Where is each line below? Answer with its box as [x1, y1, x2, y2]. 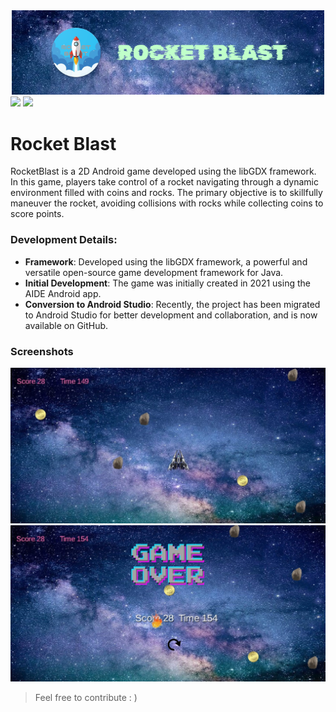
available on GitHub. [24, 319, 109, 331]
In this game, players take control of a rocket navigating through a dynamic [10, 176, 320, 188]
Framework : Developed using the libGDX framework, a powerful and [24, 255, 308, 268]
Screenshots [10, 344, 74, 358]
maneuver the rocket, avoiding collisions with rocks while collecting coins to [10, 197, 324, 209]
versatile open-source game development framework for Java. [24, 266, 284, 278]
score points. [10, 208, 65, 220]
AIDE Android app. [24, 287, 102, 299]
